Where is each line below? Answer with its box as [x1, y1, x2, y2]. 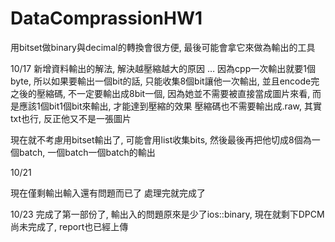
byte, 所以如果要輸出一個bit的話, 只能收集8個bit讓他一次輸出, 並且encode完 [10, 75, 320, 87]
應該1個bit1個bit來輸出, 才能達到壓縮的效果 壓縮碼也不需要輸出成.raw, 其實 [18, 100, 322, 112]
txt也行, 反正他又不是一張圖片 [10, 112, 132, 124]
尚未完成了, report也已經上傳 [10, 220, 129, 232]
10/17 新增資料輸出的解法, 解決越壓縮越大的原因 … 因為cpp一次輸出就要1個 [10, 62, 316, 74]
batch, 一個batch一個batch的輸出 [18, 146, 156, 158]
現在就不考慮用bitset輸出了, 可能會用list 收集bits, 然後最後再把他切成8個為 [10, 133, 312, 146]
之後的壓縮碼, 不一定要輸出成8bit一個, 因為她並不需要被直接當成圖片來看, [10, 87, 311, 99]
